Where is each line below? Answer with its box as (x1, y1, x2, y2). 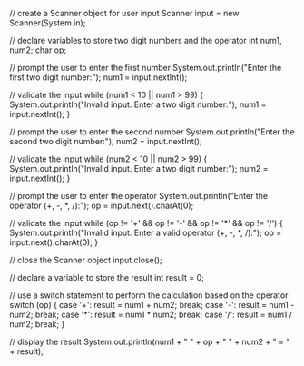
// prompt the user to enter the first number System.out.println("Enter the (9, 63, 282, 73)
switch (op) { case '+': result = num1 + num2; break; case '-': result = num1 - (9, 300, 295, 310)
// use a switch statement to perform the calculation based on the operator (9, 290, 289, 301)
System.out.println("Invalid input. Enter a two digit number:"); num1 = (9, 99, 267, 110)
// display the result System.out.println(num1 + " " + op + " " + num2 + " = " (9, 336, 290, 347)
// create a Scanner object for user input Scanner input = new (9, 8, 240, 18)
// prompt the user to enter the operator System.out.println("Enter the (9, 191, 269, 201)
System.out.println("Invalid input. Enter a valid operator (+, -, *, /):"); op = (9, 227, 282, 238)
